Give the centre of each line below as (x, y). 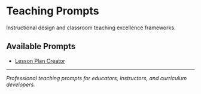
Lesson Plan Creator (40, 60)
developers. (21, 84)
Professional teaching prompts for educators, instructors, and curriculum (97, 78)
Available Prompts (41, 46)
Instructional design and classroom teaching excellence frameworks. (91, 28)
